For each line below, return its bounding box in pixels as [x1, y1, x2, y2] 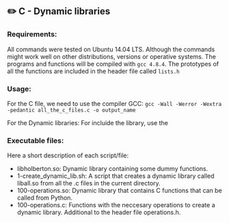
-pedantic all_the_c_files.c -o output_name [7, 107, 136, 114]
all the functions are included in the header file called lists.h [7, 67, 180, 75]
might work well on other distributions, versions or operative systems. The [7, 52, 217, 60]
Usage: [7, 84, 32, 94]
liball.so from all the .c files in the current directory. [16, 179, 161, 187]
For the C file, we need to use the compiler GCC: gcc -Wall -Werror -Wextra [7, 99, 222, 107]
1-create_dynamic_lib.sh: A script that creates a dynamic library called [16, 172, 215, 180]
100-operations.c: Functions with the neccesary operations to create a [16, 201, 215, 209]
